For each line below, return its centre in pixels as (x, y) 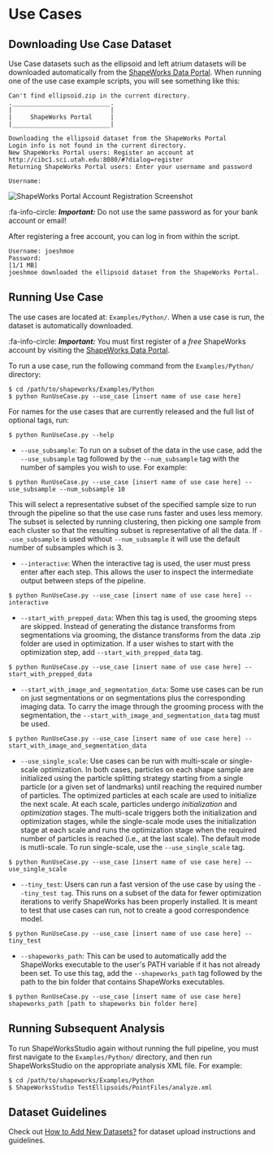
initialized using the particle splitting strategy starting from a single (132, 778)
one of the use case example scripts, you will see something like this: (124, 81)
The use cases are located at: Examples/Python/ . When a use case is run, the (136, 317)
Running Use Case (56, 297)
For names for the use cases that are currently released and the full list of (131, 411)
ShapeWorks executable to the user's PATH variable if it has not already (140, 964)
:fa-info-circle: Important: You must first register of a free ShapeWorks (127, 341)
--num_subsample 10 (93, 489)
